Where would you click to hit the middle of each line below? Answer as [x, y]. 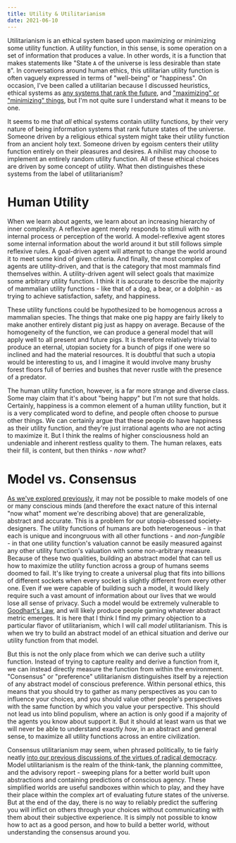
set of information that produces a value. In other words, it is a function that [117, 55]
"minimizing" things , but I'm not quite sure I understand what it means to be [117, 100]
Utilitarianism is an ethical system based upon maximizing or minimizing [112, 40]
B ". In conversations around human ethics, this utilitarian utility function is [113, 70]
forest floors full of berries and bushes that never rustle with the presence [114, 369]
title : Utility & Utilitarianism [56, 14]
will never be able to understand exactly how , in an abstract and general [112, 729]
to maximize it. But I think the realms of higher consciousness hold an [108, 436]
